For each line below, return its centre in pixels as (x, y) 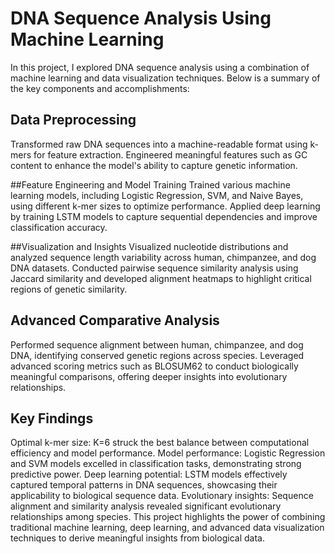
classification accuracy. (59, 227)
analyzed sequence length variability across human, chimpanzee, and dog (163, 257)
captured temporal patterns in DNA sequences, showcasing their (144, 485)
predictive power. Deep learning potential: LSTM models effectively (149, 474)
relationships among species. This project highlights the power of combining (168, 517)
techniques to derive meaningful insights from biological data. (137, 538)
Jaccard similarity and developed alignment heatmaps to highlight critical (161, 278)
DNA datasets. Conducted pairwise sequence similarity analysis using (154, 268)
